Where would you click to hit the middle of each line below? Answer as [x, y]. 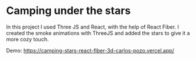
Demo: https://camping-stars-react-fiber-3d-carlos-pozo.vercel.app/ [90, 50]
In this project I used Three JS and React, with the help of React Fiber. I [92, 27]
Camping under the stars [68, 11]
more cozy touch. [27, 39]
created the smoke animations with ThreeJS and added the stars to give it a [98, 33]
